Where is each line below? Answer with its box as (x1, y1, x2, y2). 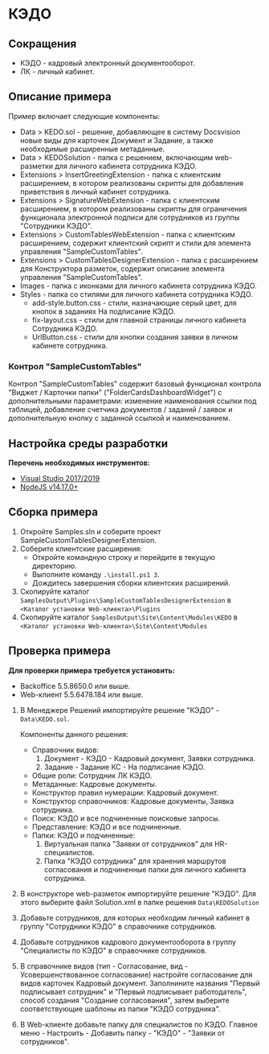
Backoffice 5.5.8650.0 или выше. (19, 681, 131, 690)
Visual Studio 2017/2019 (19, 473, 100, 483)
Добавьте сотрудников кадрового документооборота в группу (19, 937, 237, 946)
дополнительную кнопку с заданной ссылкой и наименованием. (8, 414, 230, 423)
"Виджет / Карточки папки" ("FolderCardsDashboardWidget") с (8, 388, 222, 397)
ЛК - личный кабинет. (19, 67, 95, 76)
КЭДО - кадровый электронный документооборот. (19, 58, 195, 68)
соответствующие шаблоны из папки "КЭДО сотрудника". (19, 1003, 221, 1014)
